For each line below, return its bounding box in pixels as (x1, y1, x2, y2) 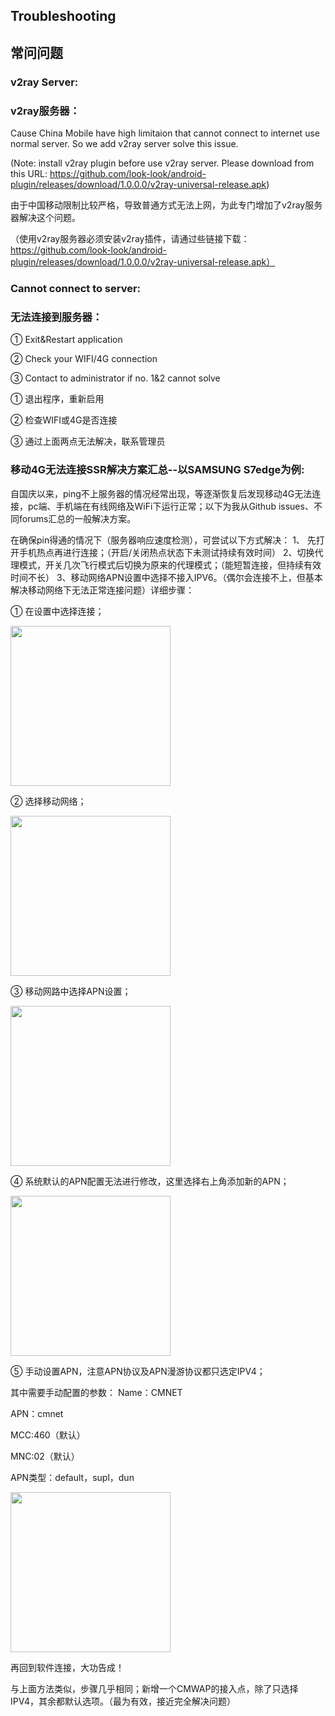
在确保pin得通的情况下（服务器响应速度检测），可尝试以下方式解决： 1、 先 (10, 534, 317, 546)
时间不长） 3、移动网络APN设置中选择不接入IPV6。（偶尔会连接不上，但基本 (10, 571, 323, 583)
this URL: (10, 168, 48, 179)
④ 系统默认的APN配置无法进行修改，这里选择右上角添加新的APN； (10, 1175, 290, 1187)
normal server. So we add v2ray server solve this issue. (10, 138, 239, 149)
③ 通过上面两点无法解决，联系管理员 (10, 435, 166, 448)
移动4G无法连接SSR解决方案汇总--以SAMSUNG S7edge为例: (10, 463, 305, 477)
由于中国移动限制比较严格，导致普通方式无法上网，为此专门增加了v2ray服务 (10, 199, 323, 211)
